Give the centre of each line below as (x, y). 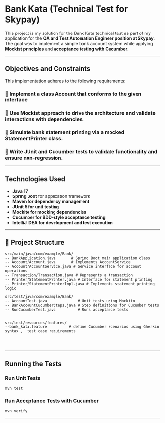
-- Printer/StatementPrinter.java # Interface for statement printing (79, 280)
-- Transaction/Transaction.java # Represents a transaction (69, 275)
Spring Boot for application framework (51, 196)
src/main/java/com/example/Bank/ (39, 254)
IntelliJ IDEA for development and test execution (62, 222)
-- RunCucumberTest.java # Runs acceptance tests (67, 310)
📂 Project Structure (35, 243)
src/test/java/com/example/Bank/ (39, 297)
